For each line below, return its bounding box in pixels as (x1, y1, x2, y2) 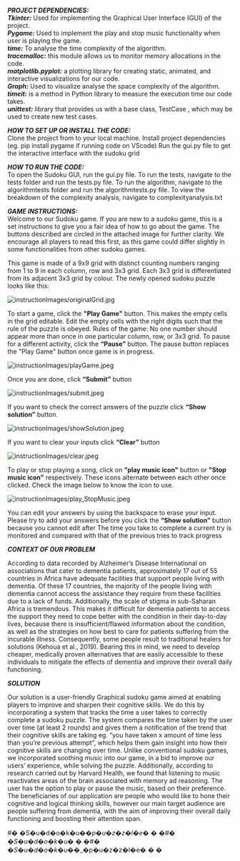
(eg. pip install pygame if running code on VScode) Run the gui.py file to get (7, 141, 231, 149)
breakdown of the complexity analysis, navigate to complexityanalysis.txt (7, 193, 223, 201)
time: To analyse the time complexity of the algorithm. (7, 44, 166, 52)
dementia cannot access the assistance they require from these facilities (7, 589, 221, 597)
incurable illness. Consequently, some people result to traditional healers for (7, 635, 232, 643)
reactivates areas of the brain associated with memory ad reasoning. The (7, 777, 223, 785)
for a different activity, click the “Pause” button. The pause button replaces (7, 339, 230, 348)
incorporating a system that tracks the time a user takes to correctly (7, 708, 207, 717)
